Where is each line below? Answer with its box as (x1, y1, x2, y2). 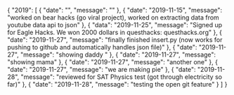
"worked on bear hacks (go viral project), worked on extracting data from (7, 13, 219, 22)
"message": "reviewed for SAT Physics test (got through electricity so (20, 73, 223, 81)
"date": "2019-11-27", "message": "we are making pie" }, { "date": (7, 66, 196, 73)
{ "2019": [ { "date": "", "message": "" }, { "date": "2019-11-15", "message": (7, 6, 223, 14)
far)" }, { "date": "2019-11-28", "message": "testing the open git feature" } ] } (7, 80, 228, 88)
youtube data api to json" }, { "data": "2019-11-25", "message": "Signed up (7, 21, 223, 29)
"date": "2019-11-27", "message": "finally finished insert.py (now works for (7, 36, 223, 44)
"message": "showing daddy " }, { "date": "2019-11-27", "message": (20, 50, 216, 59)
